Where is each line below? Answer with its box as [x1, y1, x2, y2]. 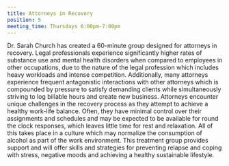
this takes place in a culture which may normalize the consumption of [7, 129, 203, 137]
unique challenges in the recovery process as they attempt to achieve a [7, 100, 208, 108]
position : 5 [7, 16, 41, 23]
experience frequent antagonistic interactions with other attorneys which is [7, 78, 219, 86]
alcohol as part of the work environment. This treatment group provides [7, 137, 208, 145]
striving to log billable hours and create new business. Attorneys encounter [7, 93, 219, 101]
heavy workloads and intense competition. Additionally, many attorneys [7, 71, 208, 79]
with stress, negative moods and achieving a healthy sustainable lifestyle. [7, 151, 215, 159]
